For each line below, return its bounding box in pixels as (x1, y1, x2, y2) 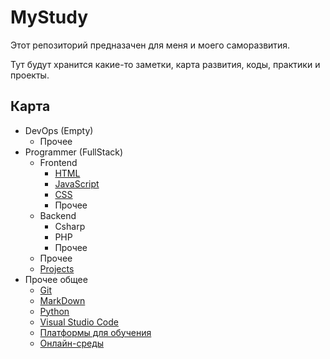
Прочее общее (24, 273, 88, 285)
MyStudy (10, 6, 89, 29)
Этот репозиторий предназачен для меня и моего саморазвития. (10, 39, 291, 51)
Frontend (39, 156, 78, 168)
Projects (39, 262, 75, 275)
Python (39, 305, 70, 317)
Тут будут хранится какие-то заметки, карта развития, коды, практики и (10, 58, 321, 70)
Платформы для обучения (39, 326, 152, 338)
